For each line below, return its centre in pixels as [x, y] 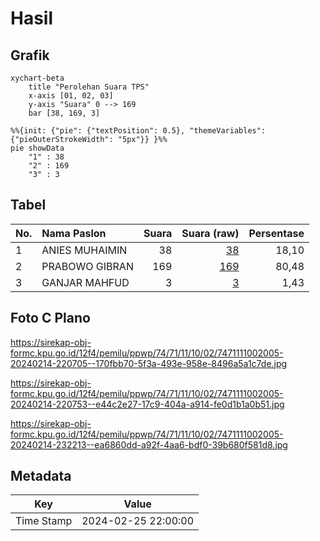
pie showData [37, 148]
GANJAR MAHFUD [85, 282]
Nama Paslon [74, 233]
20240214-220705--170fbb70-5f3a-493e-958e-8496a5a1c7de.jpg [149, 363]
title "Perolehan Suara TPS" [89, 87]
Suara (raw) [210, 233]
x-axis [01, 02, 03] [71, 96]
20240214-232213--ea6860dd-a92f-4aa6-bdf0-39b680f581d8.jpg [149, 444]
